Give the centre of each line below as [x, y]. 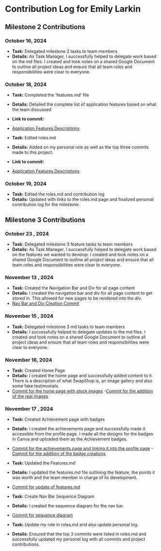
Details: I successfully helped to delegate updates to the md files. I [79, 332]
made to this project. [33, 152]
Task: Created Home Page [38, 370]
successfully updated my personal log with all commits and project [79, 539]
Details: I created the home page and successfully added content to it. [82, 376]
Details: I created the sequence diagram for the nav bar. [68, 506]
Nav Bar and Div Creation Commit [46, 303]
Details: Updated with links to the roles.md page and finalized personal [83, 200]
